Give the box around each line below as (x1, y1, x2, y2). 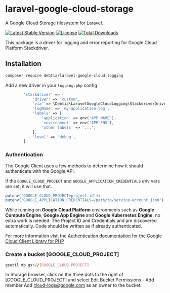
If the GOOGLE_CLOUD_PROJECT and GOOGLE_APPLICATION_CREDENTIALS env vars (5, 178, 160, 184)
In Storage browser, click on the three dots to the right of (5, 272, 124, 278)
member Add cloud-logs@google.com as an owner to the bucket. (5, 282, 142, 288)
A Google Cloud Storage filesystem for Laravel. (5, 20, 104, 26)
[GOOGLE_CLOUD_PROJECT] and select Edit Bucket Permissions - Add (5, 277, 154, 283)
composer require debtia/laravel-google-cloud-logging (5, 73, 123, 78)
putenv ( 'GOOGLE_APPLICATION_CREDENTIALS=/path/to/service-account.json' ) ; (5, 198, 166, 203)
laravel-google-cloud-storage (5, 3, 134, 15)
